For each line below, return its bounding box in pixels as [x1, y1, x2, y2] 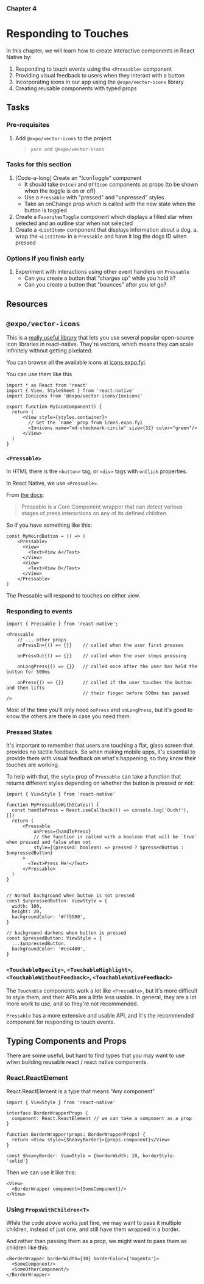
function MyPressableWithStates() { [6, 802, 99, 808]
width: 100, [12, 904, 43, 910]
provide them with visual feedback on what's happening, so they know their [6, 755, 197, 762]
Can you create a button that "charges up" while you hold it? [24, 274, 176, 282]
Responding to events [6, 607, 72, 615]
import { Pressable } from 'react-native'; [6, 621, 119, 627]
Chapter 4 [6, 4, 37, 13]
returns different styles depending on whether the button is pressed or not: [6, 779, 195, 787]
